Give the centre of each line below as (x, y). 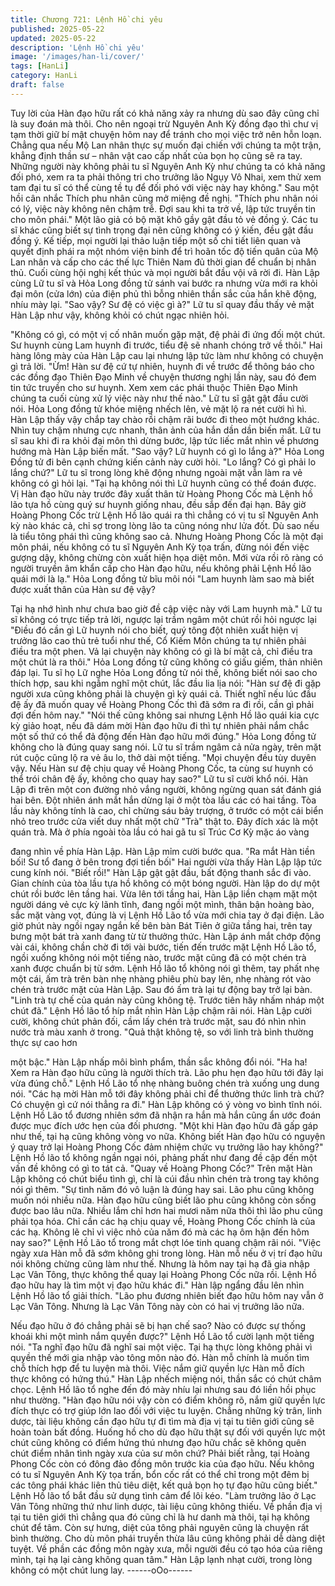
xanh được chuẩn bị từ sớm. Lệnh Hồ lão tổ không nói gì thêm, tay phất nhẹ (165, 968)
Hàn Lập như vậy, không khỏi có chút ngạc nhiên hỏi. (120, 315)
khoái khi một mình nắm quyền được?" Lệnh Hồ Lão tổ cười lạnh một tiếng (162, 1336)
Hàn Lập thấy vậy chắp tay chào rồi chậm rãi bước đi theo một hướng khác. (165, 419)
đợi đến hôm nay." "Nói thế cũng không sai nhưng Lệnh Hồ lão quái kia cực (165, 715)
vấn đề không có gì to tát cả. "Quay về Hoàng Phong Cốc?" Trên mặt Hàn (161, 1168)
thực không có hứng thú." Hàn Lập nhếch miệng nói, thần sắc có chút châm (166, 1378)
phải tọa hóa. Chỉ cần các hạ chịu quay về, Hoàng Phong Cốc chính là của (163, 1221)
